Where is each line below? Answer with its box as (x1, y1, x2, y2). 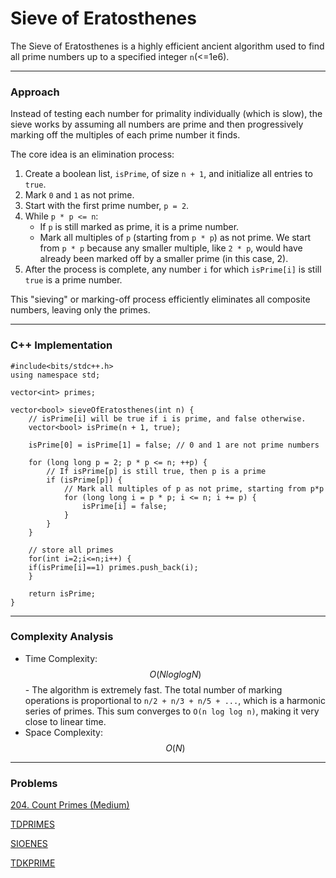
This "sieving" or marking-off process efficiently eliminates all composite (10, 293, 311, 306)
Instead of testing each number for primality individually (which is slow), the (10, 108, 323, 120)
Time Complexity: (24, 652, 98, 664)
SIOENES (10, 838, 48, 850)
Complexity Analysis (10, 630, 114, 644)
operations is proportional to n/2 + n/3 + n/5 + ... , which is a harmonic (24, 694, 326, 706)
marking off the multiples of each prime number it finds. (10, 129, 241, 141)
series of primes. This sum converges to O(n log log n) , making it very (24, 705, 320, 717)
